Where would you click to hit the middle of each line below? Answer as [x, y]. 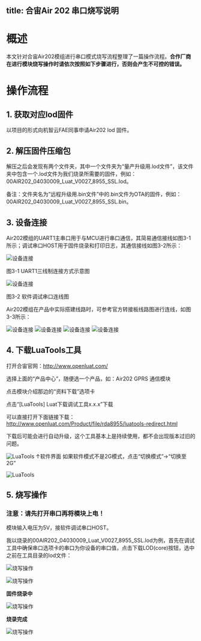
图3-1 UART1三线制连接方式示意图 [48, 271]
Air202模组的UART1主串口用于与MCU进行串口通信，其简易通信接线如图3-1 [98, 238]
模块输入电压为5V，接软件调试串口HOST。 [59, 528]
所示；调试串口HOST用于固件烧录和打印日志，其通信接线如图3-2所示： [94, 245]
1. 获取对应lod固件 [40, 114]
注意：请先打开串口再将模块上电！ [55, 514]
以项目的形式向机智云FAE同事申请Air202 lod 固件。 [69, 130]
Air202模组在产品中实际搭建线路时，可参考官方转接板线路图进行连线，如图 [99, 309]
